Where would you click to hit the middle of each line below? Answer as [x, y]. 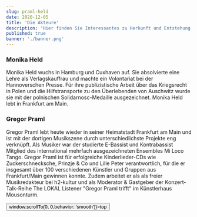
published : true [26, 34]
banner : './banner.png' [35, 39]
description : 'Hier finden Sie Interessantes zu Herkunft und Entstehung [98, 28]
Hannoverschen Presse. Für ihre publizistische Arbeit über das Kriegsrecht [96, 85]
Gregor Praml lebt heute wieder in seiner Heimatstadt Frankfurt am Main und [99, 132]
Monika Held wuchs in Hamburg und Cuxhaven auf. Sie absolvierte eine [93, 73]
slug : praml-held [27, 11]
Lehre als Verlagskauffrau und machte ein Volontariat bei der [80, 79]
